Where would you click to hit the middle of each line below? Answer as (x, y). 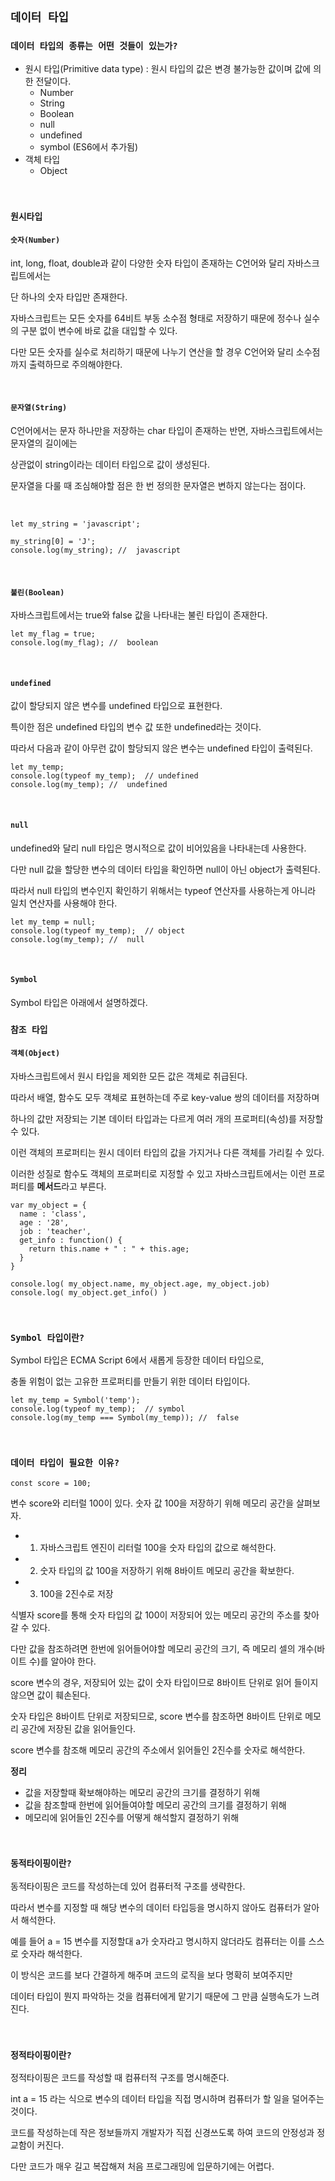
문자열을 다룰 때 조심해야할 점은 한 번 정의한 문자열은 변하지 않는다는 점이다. (158, 486)
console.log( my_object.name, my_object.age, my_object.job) (140, 1284)
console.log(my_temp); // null (77, 939)
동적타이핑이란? (41, 1863)
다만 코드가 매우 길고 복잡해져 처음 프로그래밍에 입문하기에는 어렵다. (142, 2166)
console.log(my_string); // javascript (96, 550)
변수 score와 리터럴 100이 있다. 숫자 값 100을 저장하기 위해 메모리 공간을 (152, 1503)
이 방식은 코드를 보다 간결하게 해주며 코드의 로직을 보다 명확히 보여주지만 (151, 1975)
